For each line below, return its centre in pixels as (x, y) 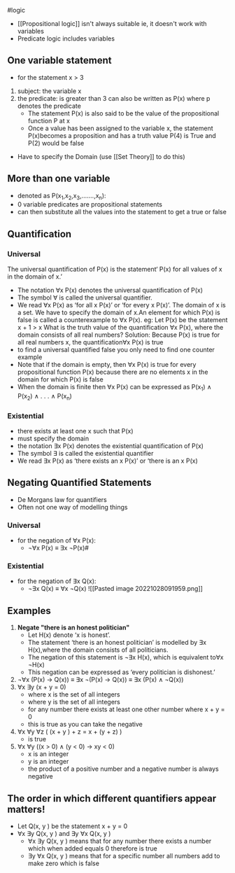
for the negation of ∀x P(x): (57, 540)
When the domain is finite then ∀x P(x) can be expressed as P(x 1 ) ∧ (114, 388)
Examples (29, 611)
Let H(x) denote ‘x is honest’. (69, 635)
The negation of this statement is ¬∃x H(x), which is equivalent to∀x (126, 657)
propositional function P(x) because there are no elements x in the (113, 372)
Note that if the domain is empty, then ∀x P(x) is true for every (107, 365)
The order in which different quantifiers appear (112, 798)
